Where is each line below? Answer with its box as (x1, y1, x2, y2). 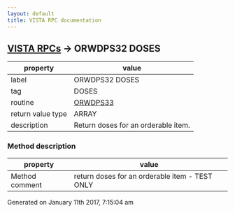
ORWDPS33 (73, 98, 114, 108)
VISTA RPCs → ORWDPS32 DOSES (7, 43, 161, 54)
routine (10, 98, 34, 108)
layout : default (7, 10, 55, 17)
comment (10, 179, 42, 189)
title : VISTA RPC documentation (7, 17, 101, 24)
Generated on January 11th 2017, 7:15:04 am (7, 198, 134, 206)
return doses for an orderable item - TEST (73, 171, 213, 181)
